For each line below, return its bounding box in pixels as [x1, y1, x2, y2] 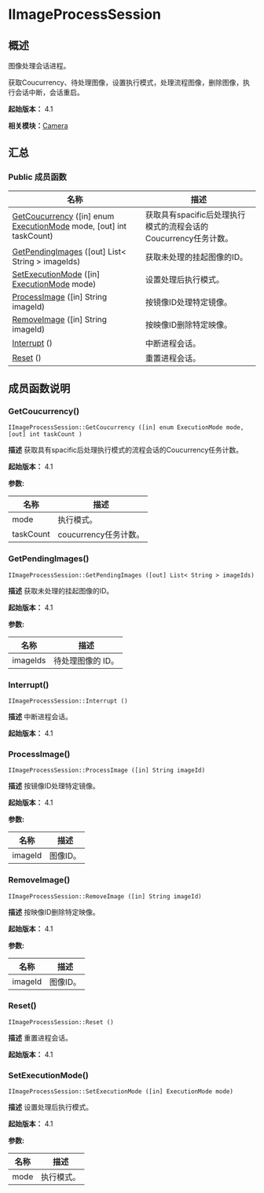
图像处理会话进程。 [8, 61, 71, 70]
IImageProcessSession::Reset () [8, 1018, 114, 1026]
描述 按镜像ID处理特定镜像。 [8, 781, 100, 791]
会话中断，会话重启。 [14, 88, 84, 97]
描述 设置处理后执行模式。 [8, 1103, 93, 1112]
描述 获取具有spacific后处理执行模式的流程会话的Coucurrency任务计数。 [8, 446, 244, 455]
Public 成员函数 [8, 171, 67, 182]
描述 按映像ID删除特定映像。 [8, 907, 100, 916]
